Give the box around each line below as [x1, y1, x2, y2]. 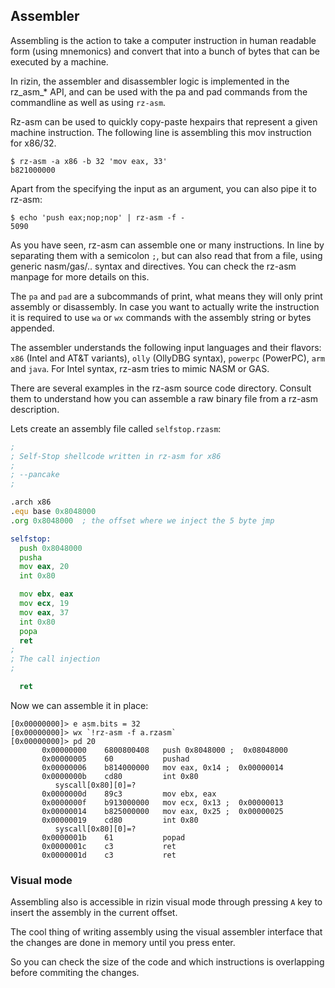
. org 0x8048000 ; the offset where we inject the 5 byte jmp [10, 515, 275, 526]
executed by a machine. [10, 55, 109, 68]
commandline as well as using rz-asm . [10, 96, 167, 108]
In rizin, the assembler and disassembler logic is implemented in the [10, 75, 290, 87]
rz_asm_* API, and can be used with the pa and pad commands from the [10, 85, 308, 98]
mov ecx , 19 [19, 599, 70, 609]
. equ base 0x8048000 [10, 507, 97, 517]
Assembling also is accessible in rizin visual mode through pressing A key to [10, 896, 323, 908]
